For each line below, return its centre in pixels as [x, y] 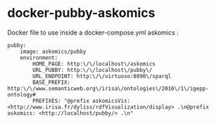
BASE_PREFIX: [52, 82]
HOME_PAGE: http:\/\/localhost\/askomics [94, 64]
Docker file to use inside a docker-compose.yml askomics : [93, 32]
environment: [39, 58]
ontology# [22, 94]
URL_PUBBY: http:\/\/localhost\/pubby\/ [93, 70]
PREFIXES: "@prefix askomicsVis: [82, 101]
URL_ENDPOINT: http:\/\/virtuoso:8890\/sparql [102, 76]
